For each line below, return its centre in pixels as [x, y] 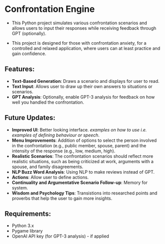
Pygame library [27, 231]
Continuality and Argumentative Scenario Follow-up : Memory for [80, 183]
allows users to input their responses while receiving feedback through [84, 28]
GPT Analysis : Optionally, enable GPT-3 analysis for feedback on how [83, 97]
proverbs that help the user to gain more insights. [62, 198]
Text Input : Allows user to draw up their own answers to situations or [82, 86]
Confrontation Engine [50, 9]
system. [20, 187]
